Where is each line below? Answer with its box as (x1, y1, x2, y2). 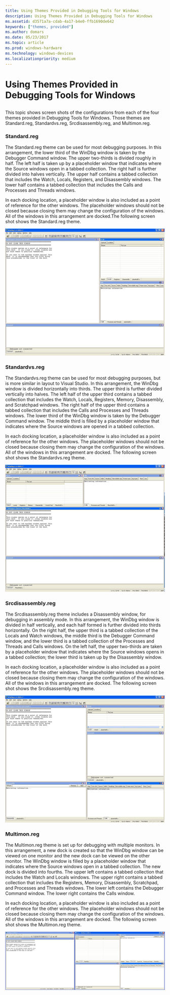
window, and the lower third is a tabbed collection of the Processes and (5, 638, 154, 644)
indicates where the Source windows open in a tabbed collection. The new (5, 863, 161, 870)
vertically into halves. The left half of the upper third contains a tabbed (5, 391, 152, 397)
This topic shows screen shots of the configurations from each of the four (5, 109, 159, 116)
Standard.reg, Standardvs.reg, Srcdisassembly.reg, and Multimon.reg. (5, 120, 151, 126)
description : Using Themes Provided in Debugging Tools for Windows (5, 13, 153, 19)
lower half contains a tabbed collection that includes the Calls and (5, 182, 143, 188)
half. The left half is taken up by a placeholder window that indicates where (5, 160, 162, 166)
